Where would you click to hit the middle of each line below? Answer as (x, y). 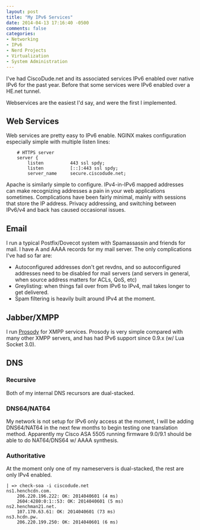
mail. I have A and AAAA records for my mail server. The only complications (99, 249)
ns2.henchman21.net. (32, 507)
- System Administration (37, 61)
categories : (21, 34)
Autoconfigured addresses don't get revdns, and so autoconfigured (98, 267)
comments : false (26, 28)
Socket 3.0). (21, 344)
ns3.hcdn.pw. (22, 517)
